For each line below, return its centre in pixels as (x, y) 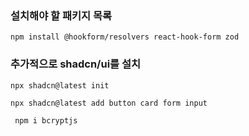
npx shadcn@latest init (60, 85)
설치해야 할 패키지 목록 (61, 15)
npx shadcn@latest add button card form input (109, 103)
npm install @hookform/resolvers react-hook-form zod (125, 37)
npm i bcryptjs (46, 120)
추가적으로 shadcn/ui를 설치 (76, 64)
